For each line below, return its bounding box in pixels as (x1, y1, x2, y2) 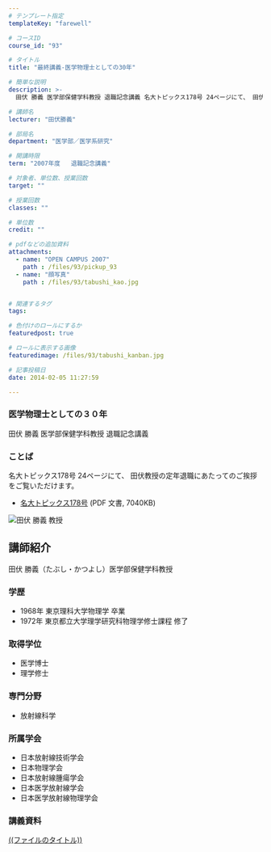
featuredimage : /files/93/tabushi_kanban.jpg (8, 351, 164, 360)
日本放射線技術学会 (19, 753, 85, 762)
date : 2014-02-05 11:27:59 (8, 373, 99, 382)
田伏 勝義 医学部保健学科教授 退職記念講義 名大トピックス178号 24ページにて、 (15, 93, 250, 101)
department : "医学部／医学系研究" (8, 137, 114, 146)
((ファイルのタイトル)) (8, 835, 83, 845)
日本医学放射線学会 (19, 782, 85, 792)
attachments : (8, 248, 52, 256)
